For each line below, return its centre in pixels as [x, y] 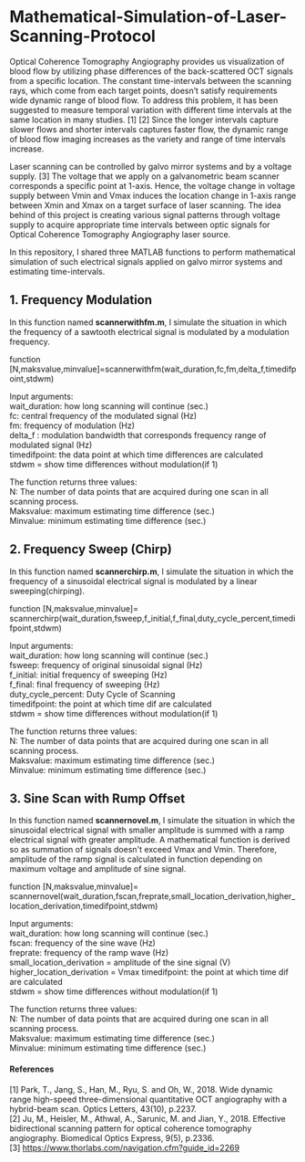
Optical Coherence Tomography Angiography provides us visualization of [147, 61]
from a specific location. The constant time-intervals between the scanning [151, 80]
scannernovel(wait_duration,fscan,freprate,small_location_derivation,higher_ [152, 896]
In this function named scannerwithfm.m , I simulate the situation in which [148, 322]
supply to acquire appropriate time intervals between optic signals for [140, 225]
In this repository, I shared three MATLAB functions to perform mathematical [152, 252]
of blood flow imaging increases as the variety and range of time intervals [148, 139]
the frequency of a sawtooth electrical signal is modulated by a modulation [149, 331]
